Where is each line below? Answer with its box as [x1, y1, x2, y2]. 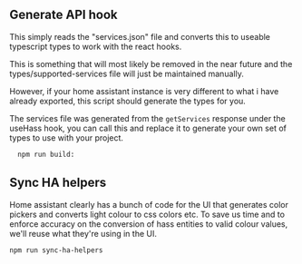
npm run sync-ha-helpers [9, 245, 103, 255]
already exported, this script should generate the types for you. [9, 95, 247, 106]
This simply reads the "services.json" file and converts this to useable [9, 31, 270, 42]
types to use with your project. [9, 132, 124, 143]
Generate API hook [9, 7, 118, 23]
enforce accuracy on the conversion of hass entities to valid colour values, [9, 218, 288, 230]
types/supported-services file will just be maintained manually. [9, 68, 245, 79]
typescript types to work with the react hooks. [9, 41, 182, 52]
